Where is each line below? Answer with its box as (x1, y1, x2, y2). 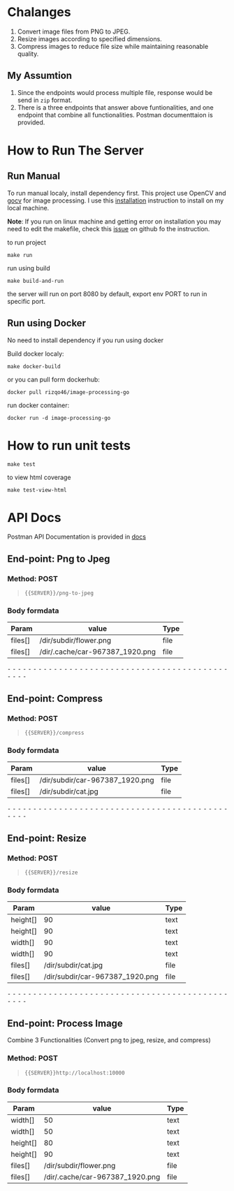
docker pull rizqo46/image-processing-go (7, 388, 130, 395)
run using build (7, 263, 50, 272)
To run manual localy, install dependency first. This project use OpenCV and (7, 189, 226, 197)
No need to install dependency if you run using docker (7, 336, 164, 344)
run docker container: (7, 401, 70, 409)
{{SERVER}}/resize (24, 869, 78, 877)
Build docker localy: (7, 349, 64, 358)
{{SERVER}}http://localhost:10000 (24, 1069, 125, 1076)
